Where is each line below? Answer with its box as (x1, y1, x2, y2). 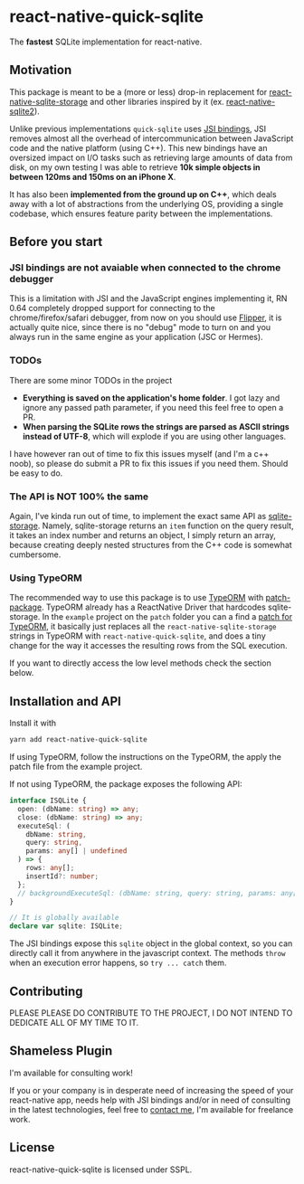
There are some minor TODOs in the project (9, 374, 173, 385)
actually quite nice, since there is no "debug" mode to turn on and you (9, 322, 271, 333)
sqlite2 (9, 106, 34, 117)
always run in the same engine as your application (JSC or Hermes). (9, 332, 264, 343)
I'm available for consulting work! (9, 1067, 134, 1078)
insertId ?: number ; (25, 871, 100, 881)
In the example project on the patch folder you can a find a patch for (42, 611, 292, 622)
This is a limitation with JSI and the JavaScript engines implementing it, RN (9, 293, 288, 304)
